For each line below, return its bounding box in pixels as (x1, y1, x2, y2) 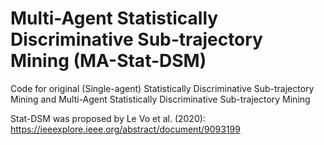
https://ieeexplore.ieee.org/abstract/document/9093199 (10, 123, 241, 135)
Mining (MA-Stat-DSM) (10, 50, 207, 72)
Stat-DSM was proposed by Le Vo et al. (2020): (10, 112, 206, 124)
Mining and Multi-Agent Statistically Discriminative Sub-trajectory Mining (10, 93, 311, 105)
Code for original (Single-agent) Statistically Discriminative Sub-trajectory (10, 82, 315, 94)
